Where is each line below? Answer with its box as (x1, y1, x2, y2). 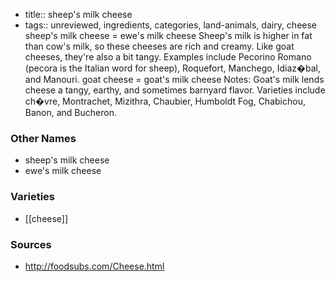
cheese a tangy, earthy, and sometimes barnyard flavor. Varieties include (24, 84, 326, 96)
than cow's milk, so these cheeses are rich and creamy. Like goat (24, 40, 295, 52)
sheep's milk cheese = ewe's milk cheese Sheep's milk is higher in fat (24, 30, 313, 41)
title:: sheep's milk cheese (24, 9, 133, 20)
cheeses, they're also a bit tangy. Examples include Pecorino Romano (24, 51, 312, 63)
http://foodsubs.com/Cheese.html (24, 260, 165, 272)
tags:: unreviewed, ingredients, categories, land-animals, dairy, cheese (24, 19, 318, 31)
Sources (10, 237, 52, 251)
